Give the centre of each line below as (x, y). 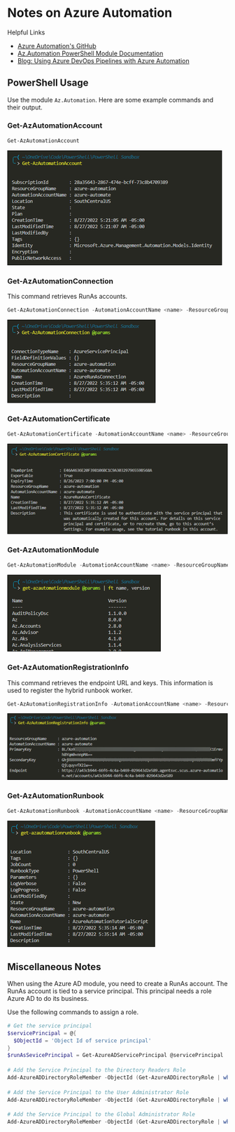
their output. (25, 107)
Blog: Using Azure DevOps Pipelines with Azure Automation (104, 60)
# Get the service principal (50, 1025)
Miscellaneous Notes (54, 967)
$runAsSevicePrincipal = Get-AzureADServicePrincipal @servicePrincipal (115, 1056)
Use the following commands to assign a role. (73, 1012)
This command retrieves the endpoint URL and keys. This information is (110, 682)
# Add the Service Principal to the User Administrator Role (98, 1092)
